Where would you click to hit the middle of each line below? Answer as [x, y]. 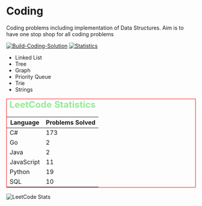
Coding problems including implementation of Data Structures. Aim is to [95, 28]
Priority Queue [33, 76]
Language [25, 122]
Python [20, 172]
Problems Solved [71, 122]
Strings [24, 89]
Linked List [28, 57]
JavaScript [25, 162]
